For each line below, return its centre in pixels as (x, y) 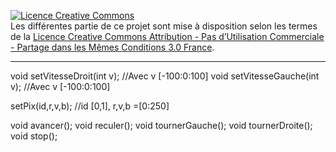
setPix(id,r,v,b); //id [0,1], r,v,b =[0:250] (90, 106)
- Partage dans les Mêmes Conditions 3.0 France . (112, 47)
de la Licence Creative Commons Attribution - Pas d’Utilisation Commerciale (167, 36)
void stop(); (34, 136)
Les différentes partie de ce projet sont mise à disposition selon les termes (164, 26)
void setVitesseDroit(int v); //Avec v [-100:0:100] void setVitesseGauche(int (165, 76)
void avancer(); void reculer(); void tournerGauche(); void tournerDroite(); (161, 125)
